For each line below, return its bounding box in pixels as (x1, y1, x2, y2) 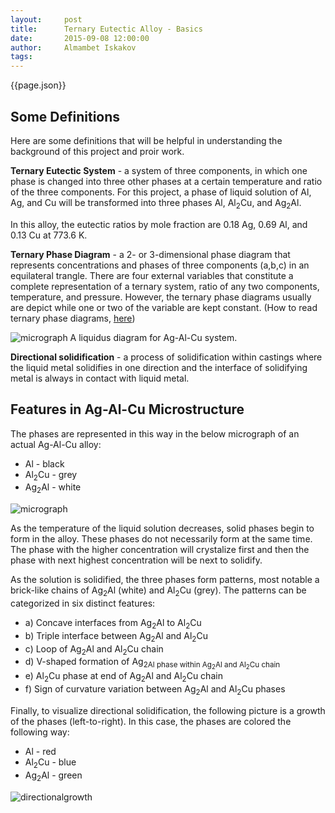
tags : (10, 52, 33, 62)
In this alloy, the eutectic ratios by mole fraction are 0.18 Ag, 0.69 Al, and (10, 218, 308, 230)
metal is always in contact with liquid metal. (10, 372, 190, 384)
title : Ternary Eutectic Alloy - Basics (10, 24, 203, 34)
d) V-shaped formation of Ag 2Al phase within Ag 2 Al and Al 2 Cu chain (24, 656, 281, 671)
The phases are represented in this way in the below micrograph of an (10, 427, 300, 440)
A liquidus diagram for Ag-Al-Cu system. (69, 331, 238, 343)
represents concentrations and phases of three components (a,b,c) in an (10, 259, 310, 271)
